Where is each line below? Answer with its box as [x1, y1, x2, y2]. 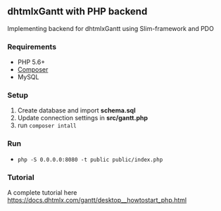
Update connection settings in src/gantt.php [17, 114, 149, 122]
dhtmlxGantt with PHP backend [7, 6, 148, 18]
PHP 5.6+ [17, 58, 46, 66]
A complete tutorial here [7, 188, 77, 196]
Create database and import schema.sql [17, 106, 136, 115]
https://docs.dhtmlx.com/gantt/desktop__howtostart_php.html [7, 196, 187, 204]
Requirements [7, 41, 57, 51]
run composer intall [17, 121, 77, 129]
